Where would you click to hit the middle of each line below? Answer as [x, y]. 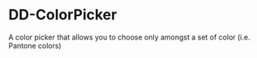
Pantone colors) [35, 45]
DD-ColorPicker [63, 15]
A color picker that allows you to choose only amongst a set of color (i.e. [129, 37]
